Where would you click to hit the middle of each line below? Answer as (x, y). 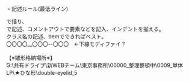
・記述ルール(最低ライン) (37, 9)
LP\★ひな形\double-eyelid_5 (42, 73)
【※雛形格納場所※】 (31, 58)
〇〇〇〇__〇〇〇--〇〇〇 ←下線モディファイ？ (66, 44)
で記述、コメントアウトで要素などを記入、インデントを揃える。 (85, 29)
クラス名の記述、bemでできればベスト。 (57, 37)
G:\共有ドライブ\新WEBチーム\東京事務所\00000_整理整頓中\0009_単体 (95, 65)
